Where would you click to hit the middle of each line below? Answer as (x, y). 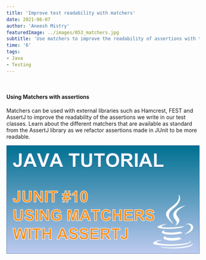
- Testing (19, 64)
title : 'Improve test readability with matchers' (71, 13)
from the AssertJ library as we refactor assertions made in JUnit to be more (102, 130)
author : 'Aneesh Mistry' (38, 26)
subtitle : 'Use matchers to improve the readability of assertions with (101, 39)
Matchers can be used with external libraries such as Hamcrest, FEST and (100, 110)
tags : (13, 52)
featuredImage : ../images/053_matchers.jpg (63, 32)
